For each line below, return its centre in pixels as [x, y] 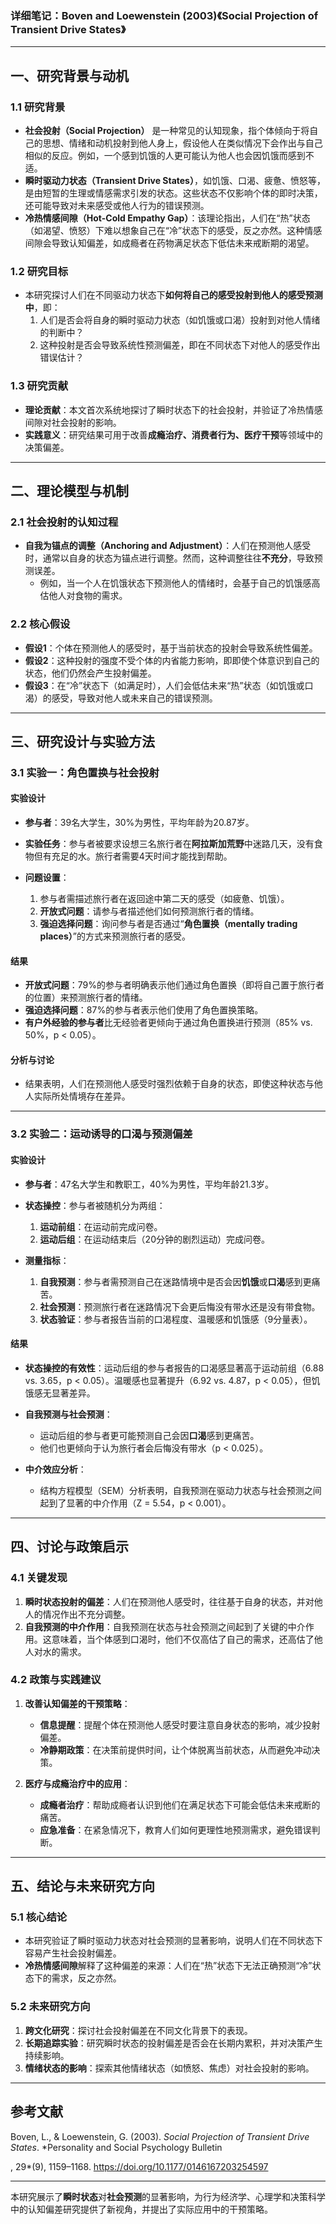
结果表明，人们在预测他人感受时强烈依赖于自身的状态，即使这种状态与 [169, 1084]
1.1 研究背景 [38, 107]
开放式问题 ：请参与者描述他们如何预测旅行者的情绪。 [149, 911]
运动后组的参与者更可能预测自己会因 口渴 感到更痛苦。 [149, 1435]
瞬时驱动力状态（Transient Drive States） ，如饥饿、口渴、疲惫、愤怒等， [175, 180]
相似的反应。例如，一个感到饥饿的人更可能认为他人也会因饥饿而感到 [165, 155]
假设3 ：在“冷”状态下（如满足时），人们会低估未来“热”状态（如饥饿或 [164, 685]
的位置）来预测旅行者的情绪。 [86, 998]
